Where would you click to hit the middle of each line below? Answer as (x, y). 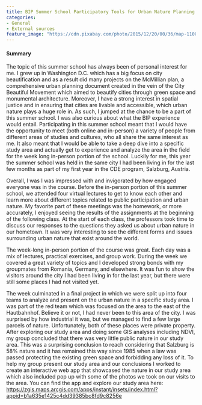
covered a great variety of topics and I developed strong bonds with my (95, 263)
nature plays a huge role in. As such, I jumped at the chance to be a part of (99, 111)
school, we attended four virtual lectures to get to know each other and (94, 194)
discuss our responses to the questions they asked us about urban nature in (100, 226)
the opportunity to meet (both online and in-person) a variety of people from (101, 131)
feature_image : (25, 34)
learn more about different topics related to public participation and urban (97, 200)
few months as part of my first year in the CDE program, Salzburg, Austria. (98, 169)
